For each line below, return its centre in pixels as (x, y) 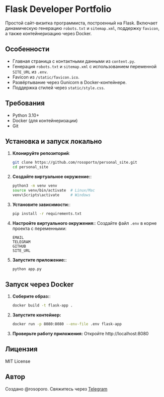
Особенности (27, 49)
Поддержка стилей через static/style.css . (59, 88)
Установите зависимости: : (41, 204)
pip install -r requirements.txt (47, 213)
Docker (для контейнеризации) (45, 120)
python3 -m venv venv (35, 186)
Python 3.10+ (26, 115)
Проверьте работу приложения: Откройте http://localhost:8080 (81, 334)
